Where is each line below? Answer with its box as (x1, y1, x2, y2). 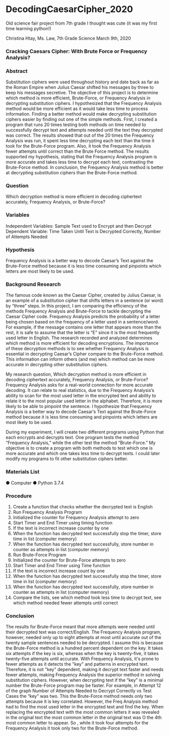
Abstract (6, 67, 28, 74)
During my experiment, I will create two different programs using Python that (6, 429, 164, 435)
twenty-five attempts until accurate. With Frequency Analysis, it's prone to (6, 656, 159, 662)
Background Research (6, 280, 61, 287)
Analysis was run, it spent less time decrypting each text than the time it (6, 138, 154, 144)
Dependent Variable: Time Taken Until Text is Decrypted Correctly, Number (6, 228, 161, 234)
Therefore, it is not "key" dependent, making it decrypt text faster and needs (6, 667, 164, 673)
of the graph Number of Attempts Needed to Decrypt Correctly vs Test (6, 688, 152, 694)
